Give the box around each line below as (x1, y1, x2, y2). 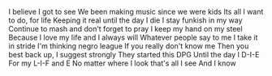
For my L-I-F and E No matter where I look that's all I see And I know (8, 58, 237, 68)
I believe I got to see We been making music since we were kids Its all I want (8, 7, 264, 16)
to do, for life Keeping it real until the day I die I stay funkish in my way (8, 15, 243, 25)
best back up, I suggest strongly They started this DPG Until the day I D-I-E (8, 50, 260, 59)
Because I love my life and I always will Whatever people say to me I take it (8, 32, 258, 42)
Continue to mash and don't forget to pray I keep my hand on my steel (8, 24, 243, 33)
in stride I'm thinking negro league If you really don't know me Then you (8, 41, 249, 51)
